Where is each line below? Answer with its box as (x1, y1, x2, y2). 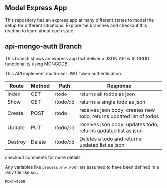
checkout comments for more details (5, 154, 81, 160)
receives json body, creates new (79, 106, 155, 113)
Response (107, 82, 132, 89)
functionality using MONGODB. (5, 61, 69, 67)
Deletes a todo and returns (79, 135, 142, 142)
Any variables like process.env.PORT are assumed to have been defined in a (5, 164, 159, 170)
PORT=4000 (5, 179, 26, 184)
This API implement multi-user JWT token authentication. (5, 70, 123, 76)
